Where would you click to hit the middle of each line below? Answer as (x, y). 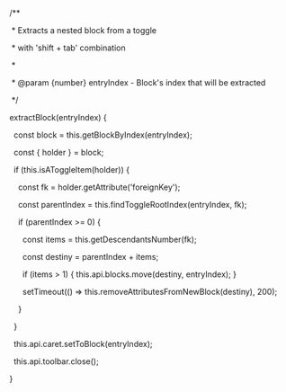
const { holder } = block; (58, 152)
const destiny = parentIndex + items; (90, 257)
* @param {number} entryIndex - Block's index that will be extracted (139, 83)
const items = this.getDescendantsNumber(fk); (109, 239)
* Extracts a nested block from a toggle (84, 30)
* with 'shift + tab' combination (68, 48)
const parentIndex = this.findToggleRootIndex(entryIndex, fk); (132, 205)
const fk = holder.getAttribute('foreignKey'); (99, 187)
